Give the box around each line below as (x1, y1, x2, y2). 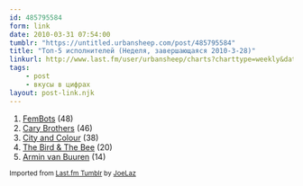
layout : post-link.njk (9, 88, 95, 97)
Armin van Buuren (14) (22, 151, 106, 162)
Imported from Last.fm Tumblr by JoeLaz (9, 168, 137, 178)
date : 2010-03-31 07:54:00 (9, 30, 111, 39)
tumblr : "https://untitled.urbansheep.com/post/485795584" (9, 38, 236, 48)
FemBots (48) (22, 113, 74, 124)
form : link (9, 22, 50, 31)
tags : (9, 64, 30, 73)
